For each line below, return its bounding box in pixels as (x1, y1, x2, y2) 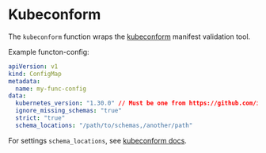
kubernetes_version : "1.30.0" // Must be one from (15, 99, 186, 108)
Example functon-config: (8, 47, 89, 56)
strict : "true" (15, 114, 66, 122)
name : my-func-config (15, 85, 87, 93)
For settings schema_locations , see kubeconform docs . (8, 136, 188, 145)
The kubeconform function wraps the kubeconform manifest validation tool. (8, 32, 251, 41)
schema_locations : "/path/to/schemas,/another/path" (15, 121, 193, 129)
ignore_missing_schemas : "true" (15, 107, 123, 115)
